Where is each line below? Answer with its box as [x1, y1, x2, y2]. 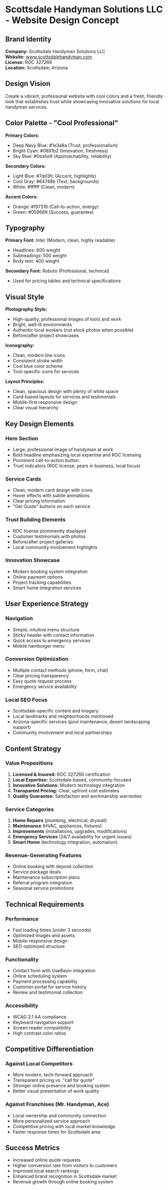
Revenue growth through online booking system [12, 1179, 114, 1185]
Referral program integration [12, 880, 73, 886]
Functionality [5, 956, 39, 963]
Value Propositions [5, 760, 53, 767]
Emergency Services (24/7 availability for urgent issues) [12, 834, 132, 840]
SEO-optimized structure [12, 943, 65, 949]
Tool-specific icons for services [12, 369, 79, 375]
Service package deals [12, 869, 61, 875]
